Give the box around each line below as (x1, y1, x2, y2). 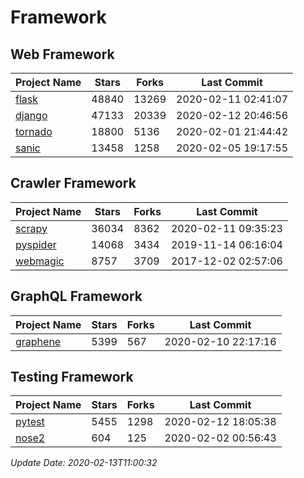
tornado (15, 125, 53, 138)
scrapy (15, 221, 48, 235)
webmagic (15, 254, 65, 268)
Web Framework (10, 46, 115, 63)
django (15, 109, 48, 122)
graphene (15, 334, 62, 348)
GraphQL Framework (10, 288, 143, 305)
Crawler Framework (10, 175, 137, 192)
